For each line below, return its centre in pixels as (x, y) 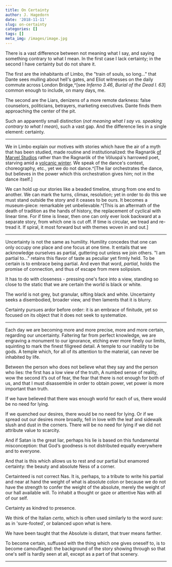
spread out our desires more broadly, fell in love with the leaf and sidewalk (84, 419)
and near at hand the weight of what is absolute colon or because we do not (86, 482)
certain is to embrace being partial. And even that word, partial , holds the (82, 264)
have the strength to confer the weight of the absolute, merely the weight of (85, 487)
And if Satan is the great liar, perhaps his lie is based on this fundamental (82, 440)
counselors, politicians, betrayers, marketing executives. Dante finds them (83, 105)
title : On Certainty (27, 10)
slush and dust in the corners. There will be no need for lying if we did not (83, 425)
